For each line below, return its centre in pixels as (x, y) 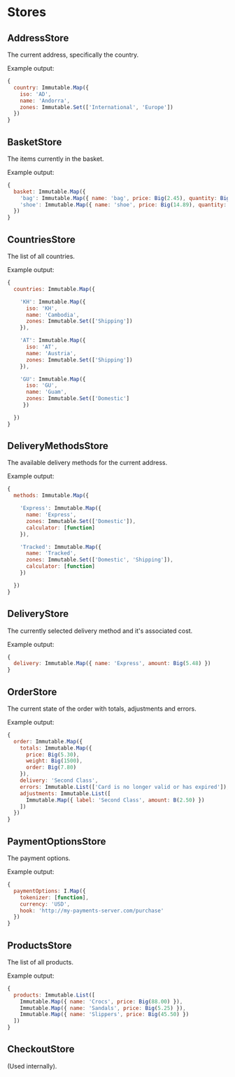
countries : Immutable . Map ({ (55, 289)
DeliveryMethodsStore (58, 446)
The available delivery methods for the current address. (87, 463)
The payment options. (39, 858)
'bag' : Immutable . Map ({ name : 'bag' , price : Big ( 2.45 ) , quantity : (119, 198)
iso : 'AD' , (36, 94)
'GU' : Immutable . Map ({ (53, 379)
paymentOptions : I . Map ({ (50, 891)
